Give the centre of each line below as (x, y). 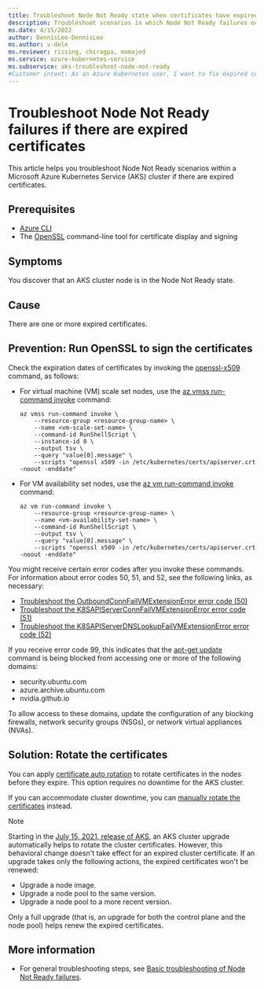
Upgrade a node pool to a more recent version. (95, 902)
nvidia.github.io (44, 698)
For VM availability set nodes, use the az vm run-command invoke (126, 483)
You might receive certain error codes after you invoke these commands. (126, 569)
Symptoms (35, 261)
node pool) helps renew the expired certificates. (86, 925)
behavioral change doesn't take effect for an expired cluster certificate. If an (132, 853)
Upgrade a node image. (58, 884)
